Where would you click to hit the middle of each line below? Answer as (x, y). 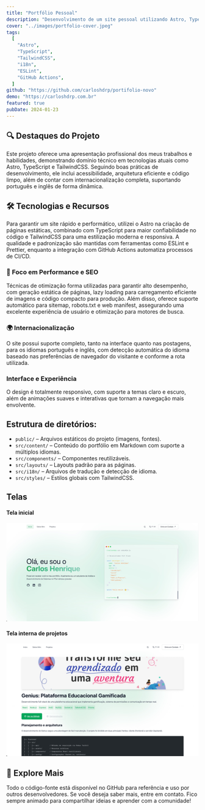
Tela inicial (20, 513)
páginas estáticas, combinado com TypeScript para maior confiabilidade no (101, 230)
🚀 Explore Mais (35, 773)
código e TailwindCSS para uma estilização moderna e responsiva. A (93, 237)
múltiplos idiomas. (38, 452)
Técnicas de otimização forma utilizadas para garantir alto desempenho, (97, 285)
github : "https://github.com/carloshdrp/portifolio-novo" (81, 90)
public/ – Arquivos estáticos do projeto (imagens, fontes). (88, 439)
